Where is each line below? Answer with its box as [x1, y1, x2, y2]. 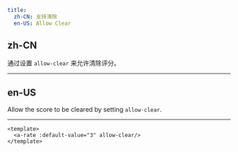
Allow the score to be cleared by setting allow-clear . [7, 105, 162, 114]
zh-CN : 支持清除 [13, 13, 58, 21]
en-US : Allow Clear [13, 20, 72, 27]
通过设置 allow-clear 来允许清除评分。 [7, 59, 120, 67]
